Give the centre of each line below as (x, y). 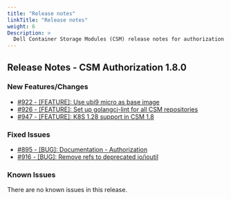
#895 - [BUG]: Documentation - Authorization (82, 150)
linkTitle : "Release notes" (48, 20)
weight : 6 (21, 26)
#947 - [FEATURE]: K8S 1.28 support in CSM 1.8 (85, 116)
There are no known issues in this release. (67, 190)
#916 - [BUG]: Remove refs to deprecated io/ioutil (88, 157)
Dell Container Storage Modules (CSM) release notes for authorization (119, 39)
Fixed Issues (29, 134)
